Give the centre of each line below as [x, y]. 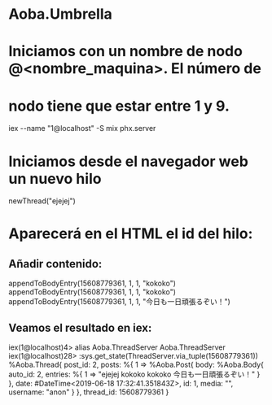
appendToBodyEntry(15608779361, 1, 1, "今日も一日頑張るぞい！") [119, 302]
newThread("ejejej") [42, 201]
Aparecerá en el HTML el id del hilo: [131, 234]
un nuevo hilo [55, 179]
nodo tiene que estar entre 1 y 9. [119, 106]
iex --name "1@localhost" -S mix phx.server [82, 128]
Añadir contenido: [55, 264]
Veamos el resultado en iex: [80, 327]
